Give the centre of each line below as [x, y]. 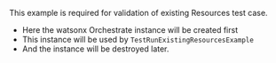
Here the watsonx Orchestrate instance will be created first [130, 30]
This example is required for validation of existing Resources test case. [138, 13]
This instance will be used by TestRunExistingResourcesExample [138, 39]
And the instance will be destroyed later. [95, 49]
